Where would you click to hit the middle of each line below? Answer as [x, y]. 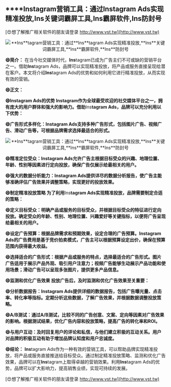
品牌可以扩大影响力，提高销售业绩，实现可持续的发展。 [72, 368]
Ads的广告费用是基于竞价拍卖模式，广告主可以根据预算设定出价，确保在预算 [85, 240]
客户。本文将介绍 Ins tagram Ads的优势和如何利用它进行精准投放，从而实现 [87, 72]
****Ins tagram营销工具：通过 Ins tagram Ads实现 [84, 9]
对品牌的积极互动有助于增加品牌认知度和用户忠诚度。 [61, 338]
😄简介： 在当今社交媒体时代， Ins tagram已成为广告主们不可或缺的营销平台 [83, 59]
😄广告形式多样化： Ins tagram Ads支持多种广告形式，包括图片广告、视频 [81, 124]
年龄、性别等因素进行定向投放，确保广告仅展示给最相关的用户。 [72, 165]
